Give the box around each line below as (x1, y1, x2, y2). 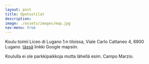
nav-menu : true (5, 25, 36, 30)
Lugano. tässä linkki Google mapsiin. (5, 44, 79, 50)
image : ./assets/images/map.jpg (5, 21, 71, 26)
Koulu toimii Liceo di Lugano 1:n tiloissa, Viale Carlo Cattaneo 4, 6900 (5, 39, 145, 44)
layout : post (5, 7, 32, 12)
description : (5, 16, 32, 21)
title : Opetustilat (5, 12, 45, 17)
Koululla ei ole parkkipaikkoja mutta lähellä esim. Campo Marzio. (5, 53, 134, 59)
